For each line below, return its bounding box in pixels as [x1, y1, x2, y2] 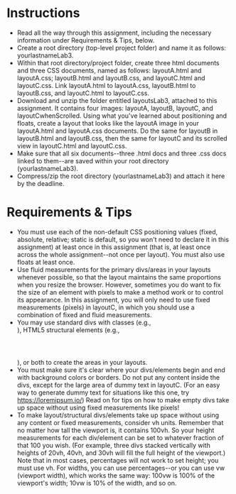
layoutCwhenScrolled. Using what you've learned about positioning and [16, 111, 227, 120]
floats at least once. [16, 258, 75, 266]
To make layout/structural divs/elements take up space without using [16, 410, 220, 419]
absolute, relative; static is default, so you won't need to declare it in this [16, 235, 229, 243]
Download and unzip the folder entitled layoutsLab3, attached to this [16, 96, 218, 104]
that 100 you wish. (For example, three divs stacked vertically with [16, 441, 210, 449]
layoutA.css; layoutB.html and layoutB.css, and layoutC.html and [16, 73, 205, 82]
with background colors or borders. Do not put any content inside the [16, 373, 220, 381]
